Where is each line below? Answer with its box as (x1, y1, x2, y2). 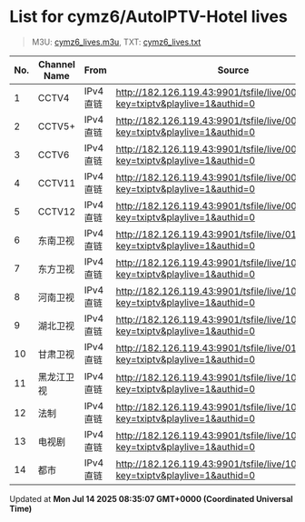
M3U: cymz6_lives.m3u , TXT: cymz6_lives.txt (31, 36, 202, 47)
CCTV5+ (37, 120, 75, 133)
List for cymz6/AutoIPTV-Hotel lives (9, 6, 288, 27)
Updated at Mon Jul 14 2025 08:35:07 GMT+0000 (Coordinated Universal (9, 493, 293, 504)
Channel (37, 57, 75, 70)
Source (217, 64, 250, 76)
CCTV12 (37, 205, 75, 217)
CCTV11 (37, 176, 75, 189)
